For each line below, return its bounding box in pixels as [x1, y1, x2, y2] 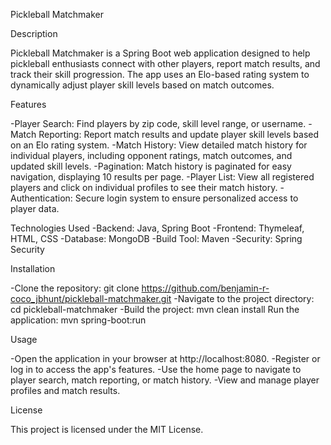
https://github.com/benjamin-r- [141, 282, 270, 294]
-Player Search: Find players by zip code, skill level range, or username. [10, 118, 307, 129]
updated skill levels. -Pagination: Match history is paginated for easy [10, 160, 292, 172]
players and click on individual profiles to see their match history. [10, 182, 278, 193]
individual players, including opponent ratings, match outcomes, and [10, 150, 293, 161]
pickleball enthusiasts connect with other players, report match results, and [10, 58, 321, 69]
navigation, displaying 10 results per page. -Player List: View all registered [10, 171, 315, 183]
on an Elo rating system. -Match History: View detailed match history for [10, 139, 308, 151]
